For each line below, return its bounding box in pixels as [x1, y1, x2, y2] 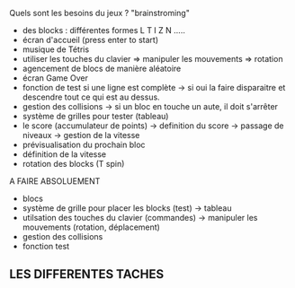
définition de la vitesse [22, 149, 107, 160]
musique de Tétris [22, 44, 90, 55]
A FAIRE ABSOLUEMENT [9, 176, 101, 187]
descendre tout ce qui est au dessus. [22, 92, 160, 102]
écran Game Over [22, 73, 88, 83]
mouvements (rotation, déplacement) [22, 222, 160, 232]
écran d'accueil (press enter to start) [22, 35, 159, 45]
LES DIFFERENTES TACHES [9, 266, 165, 282]
